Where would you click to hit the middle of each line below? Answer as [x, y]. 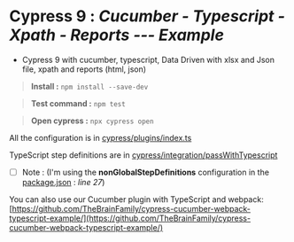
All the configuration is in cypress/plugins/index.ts [101, 137]
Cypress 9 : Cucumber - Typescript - [147, 16]
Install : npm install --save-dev [89, 86]
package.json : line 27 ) [63, 182]
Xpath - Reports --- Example [116, 35]
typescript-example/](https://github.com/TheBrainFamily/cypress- [130, 218]
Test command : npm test [78, 103]
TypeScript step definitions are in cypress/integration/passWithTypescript [143, 155]
